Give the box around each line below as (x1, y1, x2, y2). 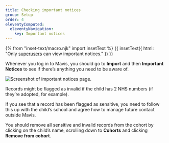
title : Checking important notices (5, 7, 81, 13)
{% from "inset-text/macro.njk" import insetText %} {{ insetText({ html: (5, 45, 154, 51)
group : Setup (5, 12, 33, 17)
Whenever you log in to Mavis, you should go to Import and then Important (5, 61, 164, 66)
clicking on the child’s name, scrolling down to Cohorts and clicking (5, 127, 148, 133)
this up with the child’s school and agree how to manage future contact (5, 107, 155, 112)
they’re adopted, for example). (5, 91, 69, 97)
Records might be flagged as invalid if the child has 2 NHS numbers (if (5, 86, 153, 92)
